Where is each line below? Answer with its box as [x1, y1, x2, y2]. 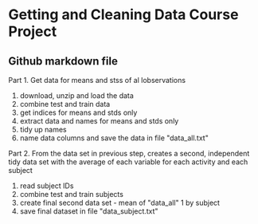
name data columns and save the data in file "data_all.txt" [19, 133, 209, 143]
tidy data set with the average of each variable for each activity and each [8, 157, 248, 167]
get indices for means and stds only [19, 108, 138, 117]
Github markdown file [8, 54, 118, 68]
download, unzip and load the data [19, 91, 134, 100]
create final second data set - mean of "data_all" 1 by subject [19, 198, 221, 207]
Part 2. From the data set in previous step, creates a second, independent [8, 149, 250, 158]
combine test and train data [19, 100, 111, 108]
